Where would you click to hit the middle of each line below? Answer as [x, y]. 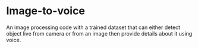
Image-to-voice [45, 11]
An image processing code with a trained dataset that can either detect [93, 27]
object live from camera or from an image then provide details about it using [99, 33]
